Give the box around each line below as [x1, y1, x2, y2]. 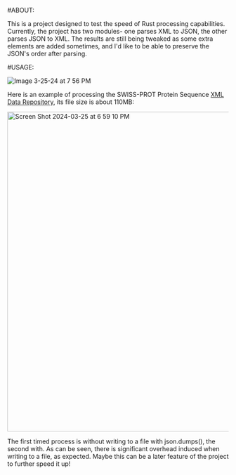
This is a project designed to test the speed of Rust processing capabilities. [7, 20, 225, 27]
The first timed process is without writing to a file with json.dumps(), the [7, 437, 216, 445]
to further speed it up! [7, 460, 71, 468]
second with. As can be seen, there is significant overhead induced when [7, 445, 220, 453]
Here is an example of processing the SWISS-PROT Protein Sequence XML [7, 91, 225, 98]
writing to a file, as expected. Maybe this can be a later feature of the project [7, 453, 230, 460]
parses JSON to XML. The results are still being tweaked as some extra [7, 34, 214, 43]
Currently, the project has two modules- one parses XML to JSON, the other [7, 27, 228, 35]
